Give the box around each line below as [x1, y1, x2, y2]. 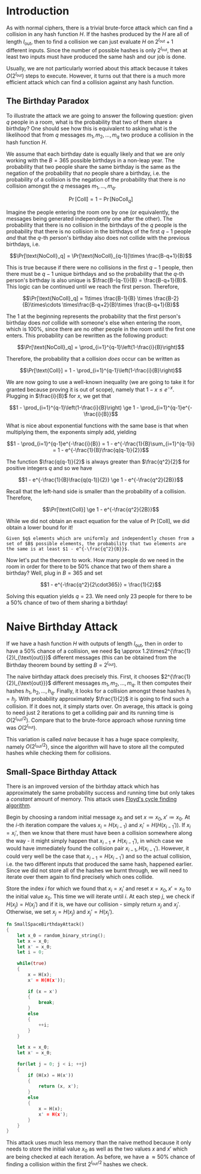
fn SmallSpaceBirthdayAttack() [6, 922, 85, 928]
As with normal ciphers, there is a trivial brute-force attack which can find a [6, 24, 193, 31]
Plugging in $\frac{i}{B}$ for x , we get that [6, 392, 112, 399]
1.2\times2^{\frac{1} [142, 647, 191, 655]
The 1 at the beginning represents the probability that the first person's [6, 313, 181, 320]
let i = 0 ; [17, 949, 44, 955]
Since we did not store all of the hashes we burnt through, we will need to [6, 867, 188, 874]
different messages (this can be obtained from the [52, 654, 177, 661]
